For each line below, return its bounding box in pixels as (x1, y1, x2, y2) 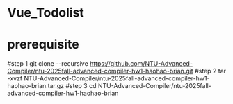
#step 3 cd (65, 82, 97, 90)
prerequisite (7, 37, 80, 53)
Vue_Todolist (7, 5, 85, 21)
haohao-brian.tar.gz (7, 82, 65, 90)
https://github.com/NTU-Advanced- (89, 60, 193, 68)
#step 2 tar (194, 67, 227, 76)
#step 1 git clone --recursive (7, 60, 88, 68)
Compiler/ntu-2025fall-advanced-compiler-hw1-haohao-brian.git (7, 67, 193, 76)
